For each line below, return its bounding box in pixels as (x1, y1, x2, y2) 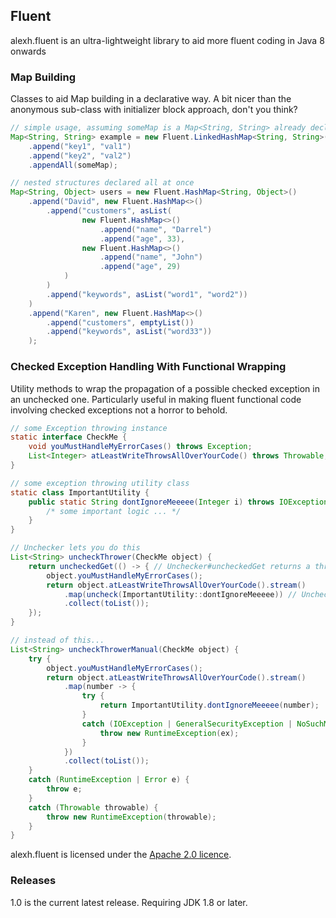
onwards (10, 45, 47, 57)
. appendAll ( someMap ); (28, 160, 118, 170)
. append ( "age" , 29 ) (99, 262, 182, 272)
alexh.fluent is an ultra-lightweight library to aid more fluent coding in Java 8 (10, 34, 325, 46)
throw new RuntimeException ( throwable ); (46, 812, 217, 822)
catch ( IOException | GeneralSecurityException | (81, 719, 293, 729)
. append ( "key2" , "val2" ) (28, 150, 132, 161)
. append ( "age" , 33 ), (99, 234, 186, 244)
